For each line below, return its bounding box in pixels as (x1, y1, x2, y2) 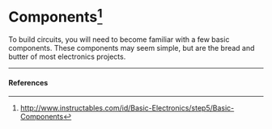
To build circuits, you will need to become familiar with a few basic (8, 35, 230, 44)
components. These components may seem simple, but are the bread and (8, 44, 255, 53)
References (8, 77, 49, 87)
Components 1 (8, 5, 103, 27)
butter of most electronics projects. (8, 52, 126, 61)
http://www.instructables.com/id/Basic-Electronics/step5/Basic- (19, 103, 235, 113)
